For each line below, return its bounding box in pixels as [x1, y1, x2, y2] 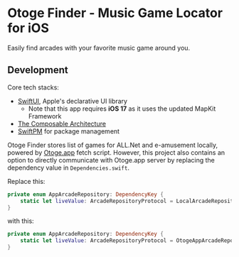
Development [7, 64, 69, 76]
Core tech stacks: [7, 83, 59, 92]
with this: [7, 217, 34, 225]
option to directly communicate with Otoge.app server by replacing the [7, 155, 215, 164]
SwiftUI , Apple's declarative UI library [17, 97, 128, 105]
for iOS [7, 20, 50, 36]
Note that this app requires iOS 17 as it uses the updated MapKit [28, 104, 216, 113]
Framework [28, 111, 62, 120]
